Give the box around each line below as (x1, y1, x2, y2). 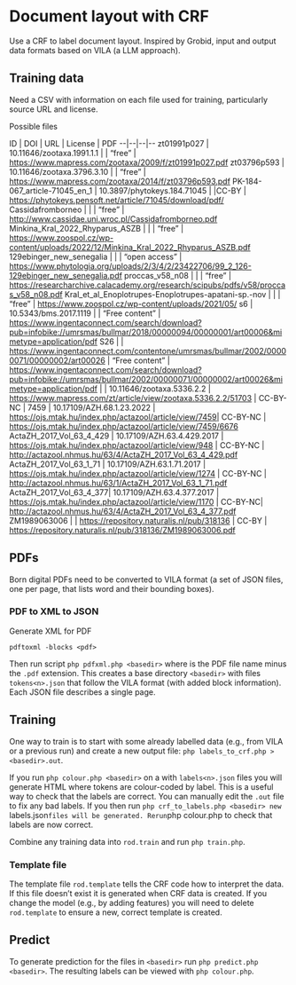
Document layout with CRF (9, 6, 210, 27)
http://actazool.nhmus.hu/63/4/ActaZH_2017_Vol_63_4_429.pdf (9, 449, 238, 460)
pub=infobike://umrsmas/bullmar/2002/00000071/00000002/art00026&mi (9, 374, 284, 384)
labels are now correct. (9, 819, 94, 830)
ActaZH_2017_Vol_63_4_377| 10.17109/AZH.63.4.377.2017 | (9, 486, 220, 498)
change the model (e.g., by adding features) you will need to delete (9, 897, 254, 908)
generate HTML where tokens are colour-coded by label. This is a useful (9, 781, 274, 792)
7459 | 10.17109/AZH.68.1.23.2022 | (27, 402, 156, 413)
